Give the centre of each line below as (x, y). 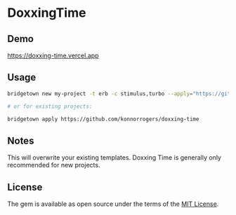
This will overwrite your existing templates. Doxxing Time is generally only (114, 158)
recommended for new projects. (54, 165)
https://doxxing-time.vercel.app (53, 55)
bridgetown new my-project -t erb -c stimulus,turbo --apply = (100, 93)
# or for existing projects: (50, 106)
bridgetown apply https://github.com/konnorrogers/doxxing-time (103, 119)
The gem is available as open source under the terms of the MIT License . (113, 204)
